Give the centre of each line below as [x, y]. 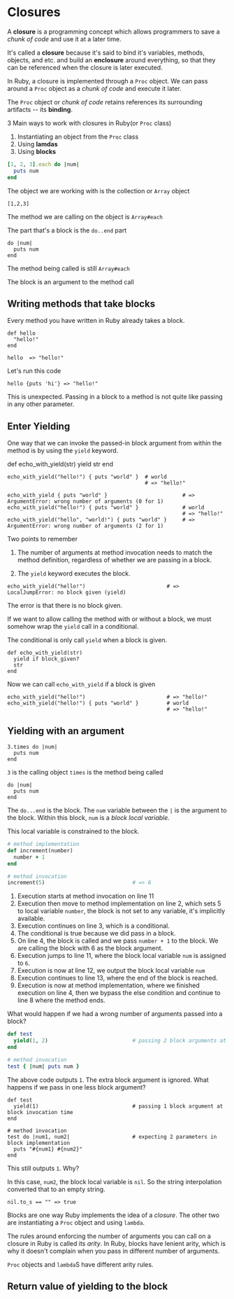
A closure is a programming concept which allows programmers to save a [114, 32]
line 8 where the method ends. [61, 1000]
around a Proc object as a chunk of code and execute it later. [94, 88]
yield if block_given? [46, 659]
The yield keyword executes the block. [74, 574]
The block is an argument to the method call [71, 282]
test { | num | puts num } [43, 1066]
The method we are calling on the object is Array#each [85, 216]
